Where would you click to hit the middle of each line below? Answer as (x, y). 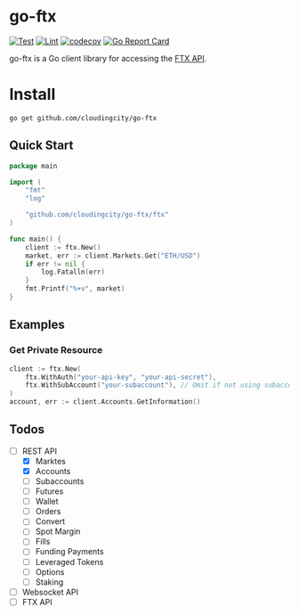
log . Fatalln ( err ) (73, 272)
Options (50, 571)
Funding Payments (69, 552)
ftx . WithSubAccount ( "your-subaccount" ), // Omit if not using (143, 385)
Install (32, 94)
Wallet (47, 502)
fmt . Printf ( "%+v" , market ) (75, 289)
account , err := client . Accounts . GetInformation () (105, 402)
